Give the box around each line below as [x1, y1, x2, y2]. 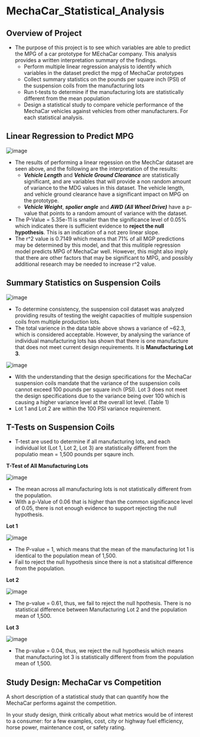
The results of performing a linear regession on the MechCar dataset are [14, 159, 194, 166]
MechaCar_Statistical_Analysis [6, 4, 165, 18]
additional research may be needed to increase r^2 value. [14, 260, 156, 268]
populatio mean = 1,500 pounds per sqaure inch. [14, 451, 135, 458]
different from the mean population [23, 95, 110, 102]
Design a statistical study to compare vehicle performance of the [23, 101, 184, 108]
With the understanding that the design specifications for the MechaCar [14, 373, 192, 380]
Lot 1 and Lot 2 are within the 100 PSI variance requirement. [14, 405, 162, 412]
